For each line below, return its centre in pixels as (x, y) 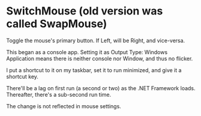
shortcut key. (22, 76)
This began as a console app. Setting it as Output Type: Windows (87, 52)
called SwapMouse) (57, 24)
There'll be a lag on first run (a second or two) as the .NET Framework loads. (101, 88)
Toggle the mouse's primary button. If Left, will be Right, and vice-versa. (96, 40)
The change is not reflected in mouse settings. (64, 106)
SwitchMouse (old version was (85, 11)
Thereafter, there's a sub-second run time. (59, 94)
